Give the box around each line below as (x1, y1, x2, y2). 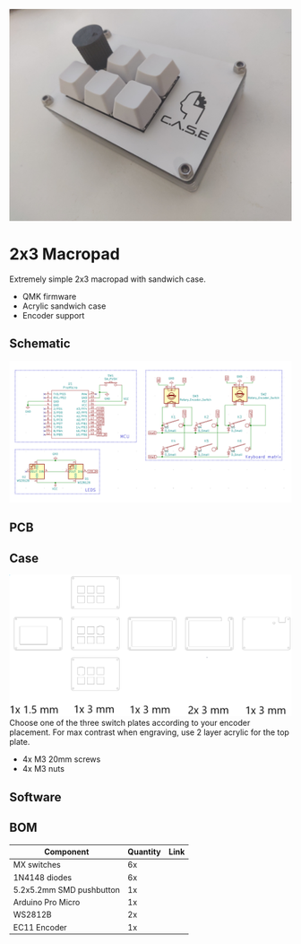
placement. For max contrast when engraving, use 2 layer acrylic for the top (9, 727, 289, 738)
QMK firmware (21, 291, 77, 302)
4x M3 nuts (21, 764, 65, 774)
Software (9, 790, 62, 805)
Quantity (127, 846, 161, 857)
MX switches (13, 860, 61, 870)
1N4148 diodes (13, 871, 73, 883)
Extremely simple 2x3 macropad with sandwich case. (9, 274, 206, 284)
